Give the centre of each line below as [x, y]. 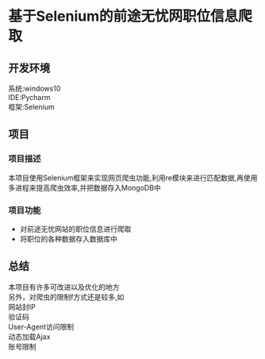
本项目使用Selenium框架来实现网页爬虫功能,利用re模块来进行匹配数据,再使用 [133, 178]
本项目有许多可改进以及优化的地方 [64, 287]
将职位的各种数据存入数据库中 [68, 238]
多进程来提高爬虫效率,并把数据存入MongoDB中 [84, 187]
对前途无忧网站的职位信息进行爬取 [75, 229]
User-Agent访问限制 [41, 326]
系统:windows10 [35, 89]
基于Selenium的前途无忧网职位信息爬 [130, 16]
